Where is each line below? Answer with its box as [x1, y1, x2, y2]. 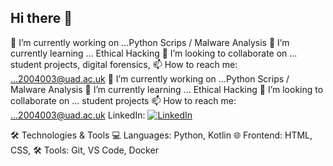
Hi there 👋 [10, 10, 73, 27]
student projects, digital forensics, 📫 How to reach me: [10, 58, 238, 70]
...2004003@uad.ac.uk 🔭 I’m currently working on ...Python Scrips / [10, 72, 290, 85]
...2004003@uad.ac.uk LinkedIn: [10, 109, 146, 121]
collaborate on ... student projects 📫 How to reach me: [10, 94, 237, 106]
